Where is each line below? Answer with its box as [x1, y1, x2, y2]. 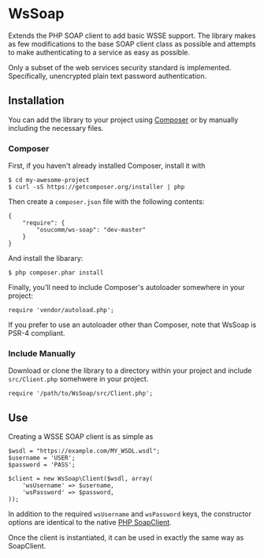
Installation [8, 94, 65, 107]
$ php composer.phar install [8, 269, 104, 277]
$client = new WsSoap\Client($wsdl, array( [8, 474, 154, 483]
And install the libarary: [8, 254, 84, 263]
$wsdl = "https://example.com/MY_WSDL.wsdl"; [8, 447, 160, 456]
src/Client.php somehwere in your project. [8, 374, 149, 384]
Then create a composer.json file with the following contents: [8, 197, 205, 206]
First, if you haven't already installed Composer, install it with [8, 161, 206, 170]
